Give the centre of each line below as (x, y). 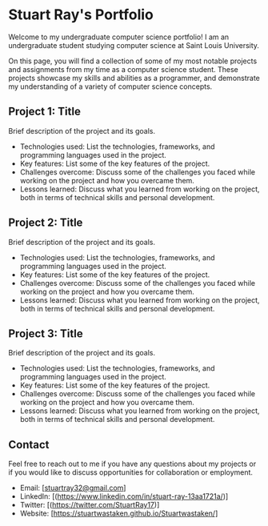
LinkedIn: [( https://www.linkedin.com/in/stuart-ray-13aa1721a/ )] (124, 496)
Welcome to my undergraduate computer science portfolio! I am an (119, 37)
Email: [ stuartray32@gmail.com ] (73, 488)
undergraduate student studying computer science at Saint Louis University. (134, 45)
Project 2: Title (46, 223)
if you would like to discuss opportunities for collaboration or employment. (131, 472)
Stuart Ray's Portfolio (81, 15)
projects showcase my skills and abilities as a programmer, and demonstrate (134, 78)
